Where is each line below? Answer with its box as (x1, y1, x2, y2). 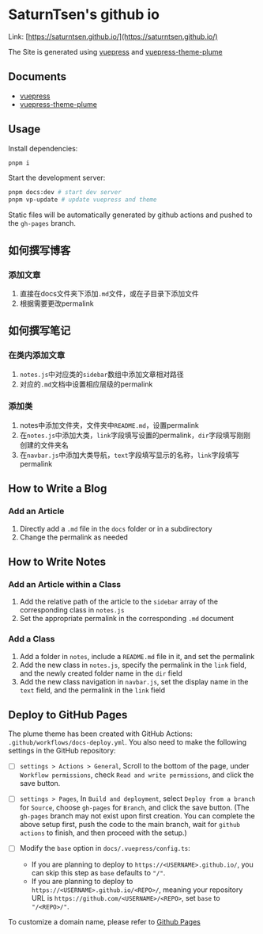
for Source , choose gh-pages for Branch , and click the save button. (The (19, 802, 250, 813)
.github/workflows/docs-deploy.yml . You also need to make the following (8, 738, 247, 747)
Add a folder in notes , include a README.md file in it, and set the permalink (19, 651, 255, 661)
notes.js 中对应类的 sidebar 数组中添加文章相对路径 (19, 369, 184, 379)
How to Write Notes (8, 555, 107, 568)
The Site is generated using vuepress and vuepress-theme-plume (8, 47, 223, 56)
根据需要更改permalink (19, 299, 94, 308)
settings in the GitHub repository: (8, 746, 116, 756)
